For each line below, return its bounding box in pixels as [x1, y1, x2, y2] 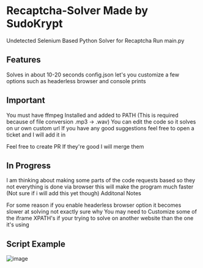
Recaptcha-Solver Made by [6, 4, 149, 18]
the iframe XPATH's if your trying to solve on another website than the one [6, 215, 194, 222]
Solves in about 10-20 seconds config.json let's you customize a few [6, 71, 179, 78]
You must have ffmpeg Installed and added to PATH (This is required [6, 111, 179, 119]
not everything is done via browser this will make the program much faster [6, 183, 194, 190]
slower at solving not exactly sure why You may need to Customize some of [6, 208, 197, 215]
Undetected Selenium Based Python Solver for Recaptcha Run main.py [6, 37, 185, 44]
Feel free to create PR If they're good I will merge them [6, 143, 144, 150]
